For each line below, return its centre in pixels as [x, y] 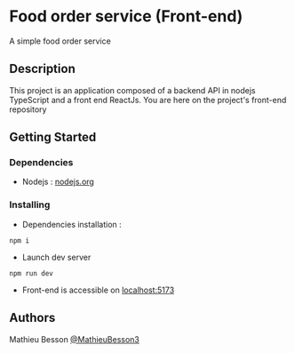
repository [28, 109]
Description [42, 69]
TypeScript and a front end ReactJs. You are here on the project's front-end [148, 100]
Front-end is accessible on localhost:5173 [98, 290]
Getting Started [53, 137]
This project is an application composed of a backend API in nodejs [132, 90]
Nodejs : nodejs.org [58, 182]
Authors [32, 318]
